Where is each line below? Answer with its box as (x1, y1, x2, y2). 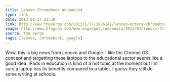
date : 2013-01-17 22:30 (5, 17, 56, 22)
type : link (5, 12, 28, 17)
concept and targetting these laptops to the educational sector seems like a (5, 55, 163, 61)
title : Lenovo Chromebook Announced (5, 7, 82, 13)
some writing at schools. (5, 71, 57, 77)
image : (5, 26, 19, 31)
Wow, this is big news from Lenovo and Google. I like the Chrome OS (5, 49, 148, 56)
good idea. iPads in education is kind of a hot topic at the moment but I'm (5, 60, 158, 66)
